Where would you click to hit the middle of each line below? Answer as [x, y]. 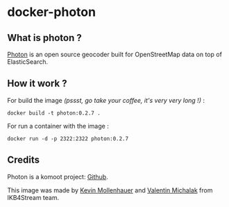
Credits [24, 160]
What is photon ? [44, 38]
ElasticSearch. [28, 62]
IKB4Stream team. [33, 197]
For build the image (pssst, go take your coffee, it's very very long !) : [106, 100]
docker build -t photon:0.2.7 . [54, 113]
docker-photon [51, 12]
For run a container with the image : [58, 126]
